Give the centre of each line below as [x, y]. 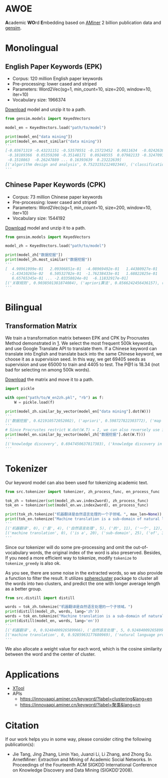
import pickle [20, 389]
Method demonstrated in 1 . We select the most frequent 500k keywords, [79, 343]
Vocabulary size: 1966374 [39, 99]
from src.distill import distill [40, 598]
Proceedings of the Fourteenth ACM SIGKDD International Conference [85, 765]
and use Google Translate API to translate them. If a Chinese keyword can [81, 348]
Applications [32, 674]
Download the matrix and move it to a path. [49, 379]
